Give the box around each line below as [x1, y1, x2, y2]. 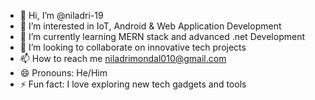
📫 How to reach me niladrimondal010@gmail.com [19, 53, 227, 64]
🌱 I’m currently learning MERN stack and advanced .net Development [19, 31, 306, 42]
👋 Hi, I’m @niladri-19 [19, 10, 104, 21]
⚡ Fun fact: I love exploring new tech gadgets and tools [19, 78, 247, 90]
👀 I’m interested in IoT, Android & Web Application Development [19, 20, 282, 32]
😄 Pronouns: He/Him [19, 67, 108, 79]
